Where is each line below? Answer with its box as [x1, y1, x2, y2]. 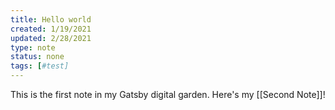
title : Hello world [10, 14, 92, 25]
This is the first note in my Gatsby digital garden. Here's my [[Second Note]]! [10, 89, 326, 100]
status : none [10, 52, 65, 62]
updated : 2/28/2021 [10, 33, 92, 43]
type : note [10, 42, 56, 53]
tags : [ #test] [10, 61, 70, 71]
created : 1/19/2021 [10, 24, 92, 34]
